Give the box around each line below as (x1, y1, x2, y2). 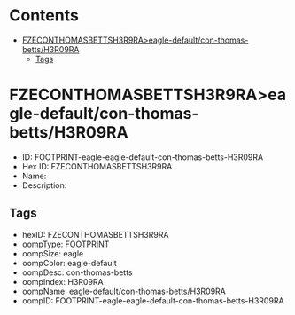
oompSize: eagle (21, 248, 84, 258)
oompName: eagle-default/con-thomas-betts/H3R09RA (21, 286, 226, 296)
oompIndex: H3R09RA (21, 276, 104, 287)
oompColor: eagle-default (21, 257, 117, 268)
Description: (21, 179, 67, 191)
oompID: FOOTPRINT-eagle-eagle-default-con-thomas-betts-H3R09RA (21, 295, 285, 306)
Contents (9, 5, 80, 26)
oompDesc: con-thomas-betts (21, 267, 133, 278)
